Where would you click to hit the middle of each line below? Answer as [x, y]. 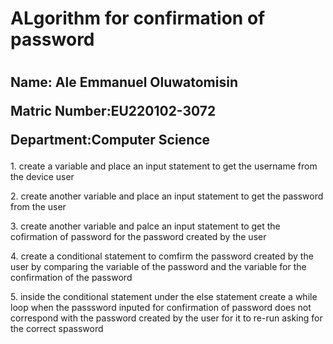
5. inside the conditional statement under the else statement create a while [164, 297]
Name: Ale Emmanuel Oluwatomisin [124, 82]
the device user [42, 177]
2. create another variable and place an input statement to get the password [167, 196]
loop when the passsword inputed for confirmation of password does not [161, 308]
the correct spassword [57, 329]
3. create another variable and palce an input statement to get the [145, 226]
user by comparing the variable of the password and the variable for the [158, 267]
